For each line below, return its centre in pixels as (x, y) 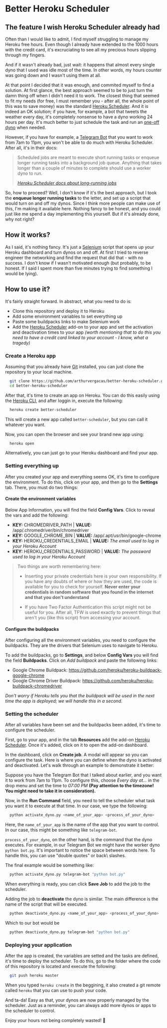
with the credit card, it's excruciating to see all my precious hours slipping (81, 50)
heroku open (22, 443)
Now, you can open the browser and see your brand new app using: (75, 434)
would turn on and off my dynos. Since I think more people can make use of (83, 203)
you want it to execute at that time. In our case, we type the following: (76, 806)
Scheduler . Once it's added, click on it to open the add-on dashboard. (77, 745)
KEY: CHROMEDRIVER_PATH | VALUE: (52, 524)
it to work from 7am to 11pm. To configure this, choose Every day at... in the (83, 780)
